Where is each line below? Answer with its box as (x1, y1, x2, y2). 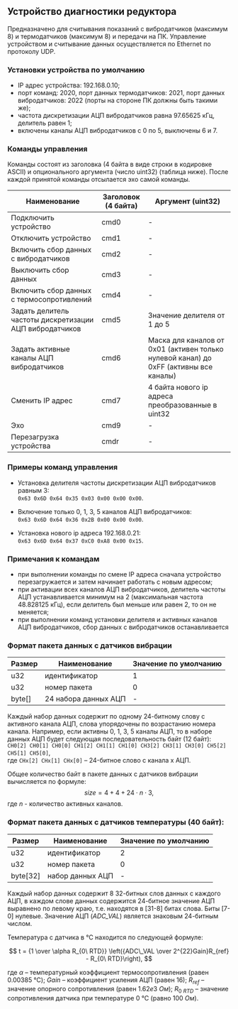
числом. (7, 919, 33, 927)
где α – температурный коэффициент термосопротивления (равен (7, 968, 209, 976)
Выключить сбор (11, 266, 69, 276)
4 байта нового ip (147, 383, 209, 393)
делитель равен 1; (17, 119, 72, 127)
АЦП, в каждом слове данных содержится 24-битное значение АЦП (7, 896, 215, 905)
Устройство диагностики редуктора (7, 6, 177, 18)
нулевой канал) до (147, 353, 212, 363)
